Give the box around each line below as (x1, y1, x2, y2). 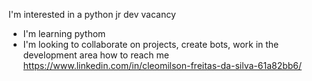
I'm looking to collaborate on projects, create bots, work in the (22, 39, 280, 50)
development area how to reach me (22, 49, 170, 61)
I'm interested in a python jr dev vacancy (8, 9, 176, 20)
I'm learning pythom (22, 28, 106, 39)
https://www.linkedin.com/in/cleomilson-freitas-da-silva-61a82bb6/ (22, 60, 303, 71)
